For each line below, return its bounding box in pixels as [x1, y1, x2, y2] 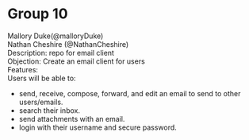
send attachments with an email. [18, 114, 125, 123]
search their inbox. [18, 105, 81, 115]
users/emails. [18, 97, 63, 107]
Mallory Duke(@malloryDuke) [7, 31, 104, 41]
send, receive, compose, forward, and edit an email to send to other [18, 88, 241, 98]
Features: [7, 64, 39, 74]
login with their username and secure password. [18, 122, 178, 132]
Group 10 [7, 5, 68, 23]
